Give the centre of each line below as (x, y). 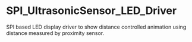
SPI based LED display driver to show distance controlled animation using (96, 27)
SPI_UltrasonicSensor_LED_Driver (92, 11)
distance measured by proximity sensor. (55, 33)
